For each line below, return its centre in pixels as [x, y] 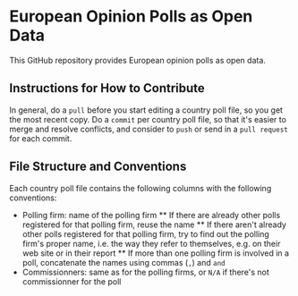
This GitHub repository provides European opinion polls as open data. [138, 60]
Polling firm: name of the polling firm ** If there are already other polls [151, 215]
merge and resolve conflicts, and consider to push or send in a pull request [149, 129]
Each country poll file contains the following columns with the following [140, 188]
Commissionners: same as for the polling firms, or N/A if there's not [146, 272]
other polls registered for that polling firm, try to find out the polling [146, 233]
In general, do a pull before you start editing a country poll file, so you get [146, 110]
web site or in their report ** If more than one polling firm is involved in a [155, 253]
